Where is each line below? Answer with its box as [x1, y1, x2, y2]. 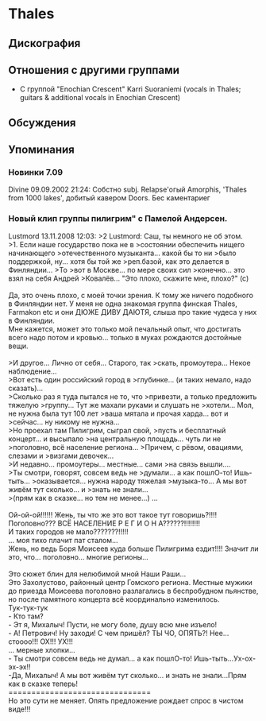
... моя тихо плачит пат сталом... [8, 535, 118, 545]
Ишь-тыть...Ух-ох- [193, 653, 256, 663]
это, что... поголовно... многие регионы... [8, 552, 148, 561]
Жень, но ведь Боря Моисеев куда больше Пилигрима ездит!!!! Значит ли [8, 544, 259, 553]
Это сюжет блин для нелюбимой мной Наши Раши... [8, 569, 187, 579]
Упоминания [8, 143, 75, 157]
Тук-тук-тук [8, 603, 48, 612]
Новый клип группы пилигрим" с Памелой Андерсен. [8, 213, 228, 224]
